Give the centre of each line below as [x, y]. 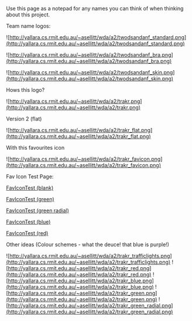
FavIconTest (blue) [28, 222]
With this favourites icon [35, 148]
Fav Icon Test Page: [30, 177]
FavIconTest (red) [27, 233]
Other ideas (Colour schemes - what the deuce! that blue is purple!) [88, 244]
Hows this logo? [25, 90]
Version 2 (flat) [24, 119]
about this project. [28, 15]
